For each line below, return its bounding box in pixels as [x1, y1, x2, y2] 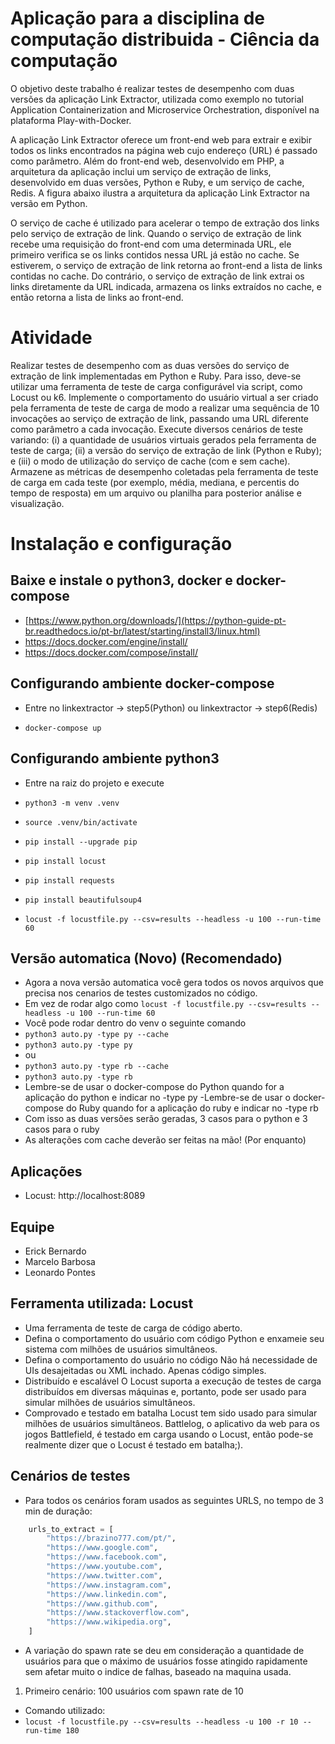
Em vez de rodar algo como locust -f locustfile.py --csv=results [24, 998, 307, 1010]
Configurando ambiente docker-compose [10, 675, 275, 692]
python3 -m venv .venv [24, 798, 120, 808]
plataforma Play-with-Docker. [10, 114, 132, 126]
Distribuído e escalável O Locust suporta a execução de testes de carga [24, 1375, 322, 1387]
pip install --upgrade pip [24, 837, 138, 847]
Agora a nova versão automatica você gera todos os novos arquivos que [24, 977, 324, 989]
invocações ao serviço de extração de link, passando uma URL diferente [10, 412, 309, 424]
